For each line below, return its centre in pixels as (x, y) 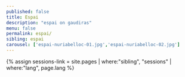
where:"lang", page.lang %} (40, 68)
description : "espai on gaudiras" (49, 23)
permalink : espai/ (29, 34)
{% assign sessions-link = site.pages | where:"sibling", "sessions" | (89, 61)
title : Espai (22, 17)
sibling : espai (25, 39)
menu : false (21, 28)
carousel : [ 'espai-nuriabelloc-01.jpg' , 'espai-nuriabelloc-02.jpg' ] (93, 45)
